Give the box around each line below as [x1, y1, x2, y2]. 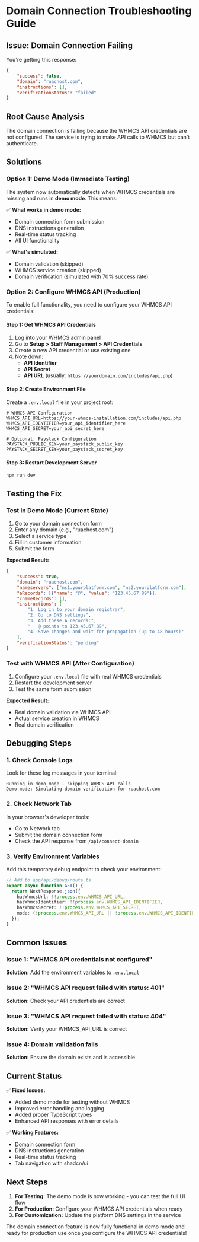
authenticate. [6, 140, 38, 147]
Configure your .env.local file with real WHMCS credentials [14, 673, 162, 680]
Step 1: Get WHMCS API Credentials [6, 321, 97, 328]
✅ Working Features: [6, 1129, 59, 1136]
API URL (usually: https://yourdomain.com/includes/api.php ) [23, 372, 173, 379]
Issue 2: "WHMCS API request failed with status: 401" [6, 983, 165, 992]
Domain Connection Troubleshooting [6, 4, 192, 18]
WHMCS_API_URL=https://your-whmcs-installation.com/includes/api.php [6, 415, 182, 422]
